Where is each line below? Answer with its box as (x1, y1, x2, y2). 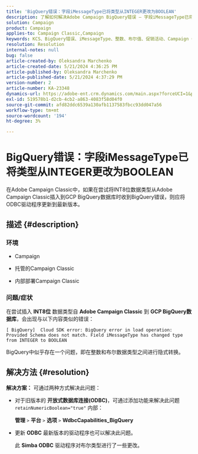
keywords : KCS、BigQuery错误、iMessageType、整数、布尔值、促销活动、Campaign (6, 36, 189, 42)
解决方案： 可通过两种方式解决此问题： (6, 384, 101, 391)
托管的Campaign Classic (14, 265, 75, 272)
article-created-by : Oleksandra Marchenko (6, 58, 112, 64)
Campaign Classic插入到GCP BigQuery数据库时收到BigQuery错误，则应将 (6, 193, 186, 200)
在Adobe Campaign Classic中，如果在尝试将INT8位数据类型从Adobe (6, 186, 173, 193)
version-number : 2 (6, 80, 51, 86)
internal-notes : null (6, 47, 60, 53)
